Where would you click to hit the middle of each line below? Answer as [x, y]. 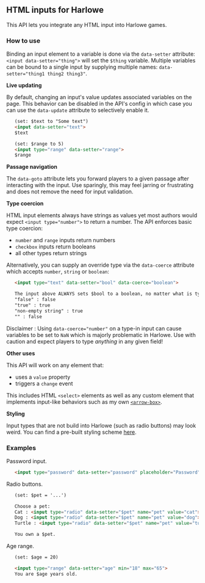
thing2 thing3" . [67, 73]
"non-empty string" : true [49, 311]
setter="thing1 [26, 74]
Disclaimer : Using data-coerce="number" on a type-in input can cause [94, 328]
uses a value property [43, 377]
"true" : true [32, 305]
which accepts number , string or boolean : [58, 272]
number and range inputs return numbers [65, 240]
